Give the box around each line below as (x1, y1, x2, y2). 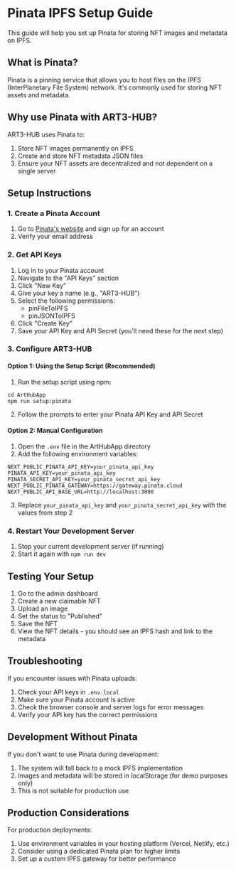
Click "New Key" (17, 281, 66, 289)
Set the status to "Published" (17, 611, 103, 620)
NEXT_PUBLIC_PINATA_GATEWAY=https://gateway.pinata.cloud (7, 482, 183, 489)
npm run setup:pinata (7, 397, 72, 404)
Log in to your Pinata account (17, 266, 104, 274)
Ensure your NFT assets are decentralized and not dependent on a (17, 159, 213, 168)
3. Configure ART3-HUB (7, 344, 92, 354)
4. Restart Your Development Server (7, 526, 135, 536)
